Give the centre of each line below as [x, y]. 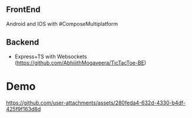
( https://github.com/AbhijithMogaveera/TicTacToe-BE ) [80, 63]
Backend [23, 43]
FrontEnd [23, 10]
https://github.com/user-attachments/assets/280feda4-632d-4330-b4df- [96, 103]
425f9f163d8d [24, 109]
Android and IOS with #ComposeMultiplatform [62, 23]
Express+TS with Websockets [51, 56]
